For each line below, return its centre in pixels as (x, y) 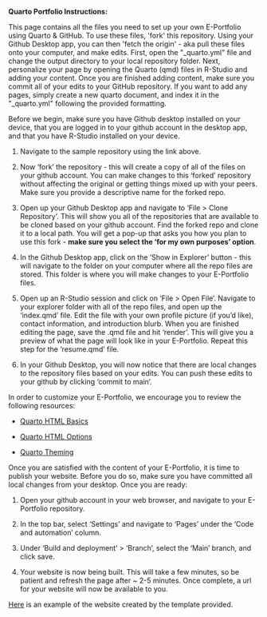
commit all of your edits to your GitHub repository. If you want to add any (128, 86)
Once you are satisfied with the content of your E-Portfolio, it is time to (124, 468)
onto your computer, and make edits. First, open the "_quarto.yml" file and (130, 52)
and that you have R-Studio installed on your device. (94, 136)
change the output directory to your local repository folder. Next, (114, 61)
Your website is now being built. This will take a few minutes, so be (130, 572)
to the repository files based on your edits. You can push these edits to (136, 373)
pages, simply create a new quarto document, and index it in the (114, 95)
